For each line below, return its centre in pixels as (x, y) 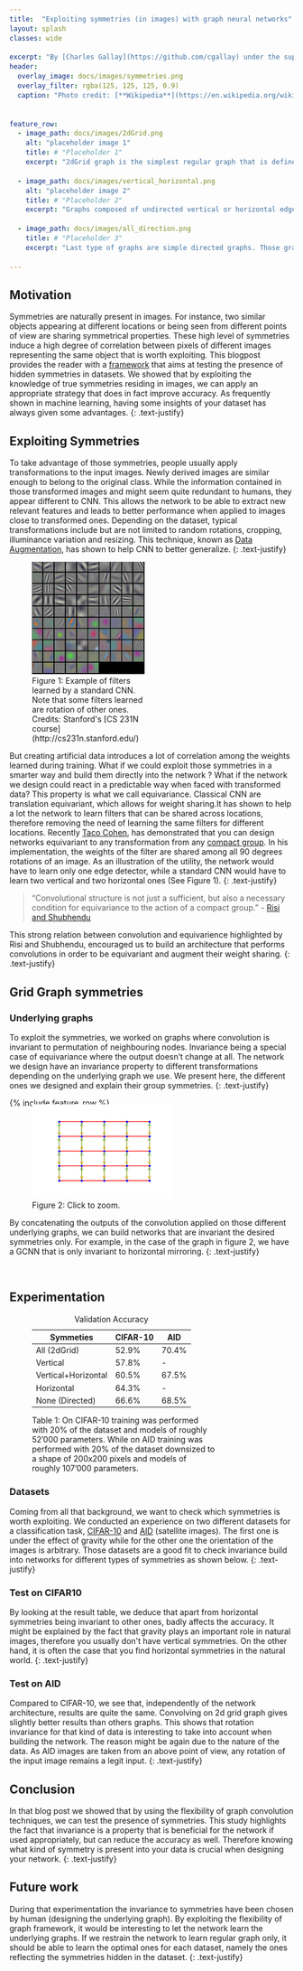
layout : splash (38, 28)
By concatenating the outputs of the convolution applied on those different (148, 1222)
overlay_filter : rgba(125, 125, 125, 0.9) (98, 86)
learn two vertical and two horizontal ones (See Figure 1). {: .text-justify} (143, 881)
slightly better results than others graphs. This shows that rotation (132, 1723)
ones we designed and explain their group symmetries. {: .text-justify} (139, 1086)
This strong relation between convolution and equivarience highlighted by (146, 935)
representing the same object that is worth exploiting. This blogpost (135, 355)
